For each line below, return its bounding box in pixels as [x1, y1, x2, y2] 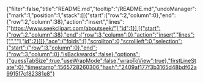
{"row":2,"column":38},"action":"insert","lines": [6, 18, 125, 25]
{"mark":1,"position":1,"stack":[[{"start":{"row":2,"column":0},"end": [6, 12, 176, 19]
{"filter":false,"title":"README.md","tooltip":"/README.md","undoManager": [6, 5, 197, 12]
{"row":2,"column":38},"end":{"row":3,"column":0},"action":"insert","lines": [6, 31, 194, 38]
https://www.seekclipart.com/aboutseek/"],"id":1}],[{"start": [10, 24, 161, 32]
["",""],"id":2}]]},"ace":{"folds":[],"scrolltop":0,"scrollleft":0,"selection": [6, 38, 183, 45]
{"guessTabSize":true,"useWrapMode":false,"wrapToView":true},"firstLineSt [6, 57, 197, 64]
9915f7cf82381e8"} [6, 70, 55, 77]
